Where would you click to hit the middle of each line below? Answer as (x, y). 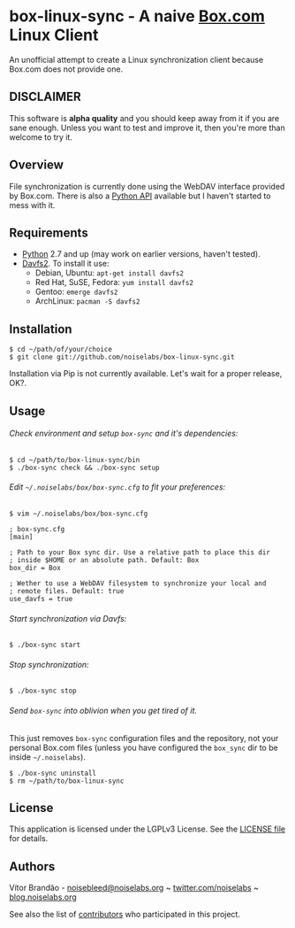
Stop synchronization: (49, 664)
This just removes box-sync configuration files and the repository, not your (144, 738)
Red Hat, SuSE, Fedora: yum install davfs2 (114, 282)
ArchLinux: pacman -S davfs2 (87, 301)
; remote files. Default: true (67, 591)
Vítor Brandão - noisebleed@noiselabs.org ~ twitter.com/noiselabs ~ (134, 888)
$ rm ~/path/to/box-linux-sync (67, 781)
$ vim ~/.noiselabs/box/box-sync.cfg (79, 514)
